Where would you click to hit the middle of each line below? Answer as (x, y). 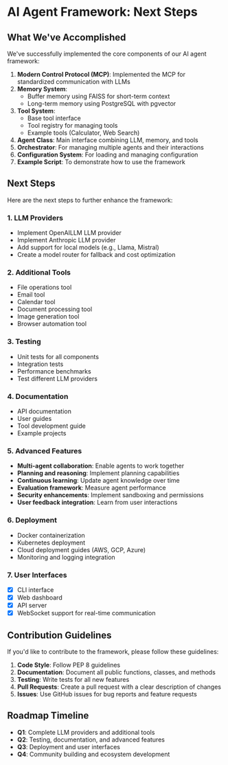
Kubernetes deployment (51, 543)
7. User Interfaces (37, 575)
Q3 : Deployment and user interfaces (68, 746)
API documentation (44, 411)
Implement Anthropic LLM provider (66, 240)
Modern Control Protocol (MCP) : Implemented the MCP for (101, 74)
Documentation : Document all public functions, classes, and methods (116, 672)
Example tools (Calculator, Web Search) (83, 133)
